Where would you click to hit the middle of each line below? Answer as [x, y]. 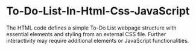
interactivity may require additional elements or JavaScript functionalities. [98, 40]
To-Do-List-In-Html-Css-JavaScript [98, 11]
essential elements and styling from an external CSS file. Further [86, 34]
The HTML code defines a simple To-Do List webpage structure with [91, 28]
